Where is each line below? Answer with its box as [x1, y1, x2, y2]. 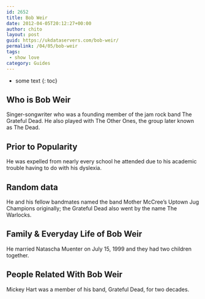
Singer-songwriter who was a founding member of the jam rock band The [6, 111, 192, 118]
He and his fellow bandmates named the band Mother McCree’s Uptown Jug [6, 198, 199, 205]
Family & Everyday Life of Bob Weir [6, 229, 143, 239]
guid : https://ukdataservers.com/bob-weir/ [6, 37, 119, 43]
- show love [9, 54, 40, 61]
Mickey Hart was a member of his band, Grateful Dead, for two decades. [6, 286, 190, 293]
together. [6, 251, 29, 259]
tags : [6, 49, 20, 55]
